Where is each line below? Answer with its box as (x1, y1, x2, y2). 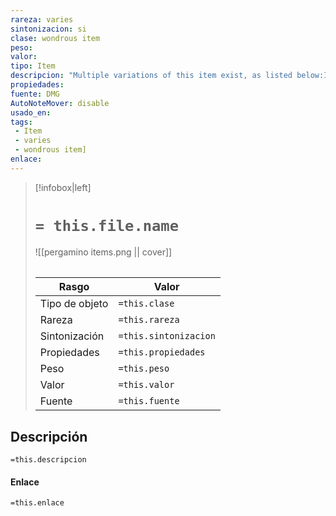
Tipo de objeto (39, 297, 109, 311)
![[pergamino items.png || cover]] (34, 246, 173, 258)
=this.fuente (118, 396, 180, 407)
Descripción (10, 428, 88, 445)
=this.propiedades (118, 347, 206, 358)
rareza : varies (10, 14, 74, 25)
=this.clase (118, 298, 175, 310)
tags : (10, 117, 33, 127)
